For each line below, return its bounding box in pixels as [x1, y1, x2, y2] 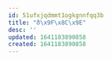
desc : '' [8, 26, 37, 34]
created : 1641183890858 [8, 41, 87, 48]
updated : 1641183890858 [8, 33, 87, 41]
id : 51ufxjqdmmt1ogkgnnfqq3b [8, 11, 104, 19]
